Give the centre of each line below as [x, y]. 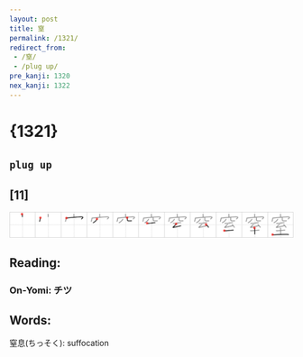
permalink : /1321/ [44, 38]
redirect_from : [38, 48]
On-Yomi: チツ [41, 290]
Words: [30, 320]
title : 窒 [27, 28]
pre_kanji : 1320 [40, 77]
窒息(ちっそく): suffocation [60, 343]
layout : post [34, 19]
